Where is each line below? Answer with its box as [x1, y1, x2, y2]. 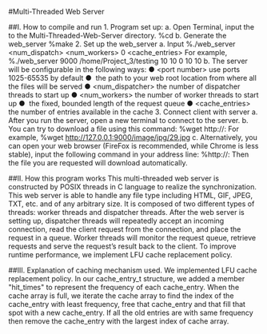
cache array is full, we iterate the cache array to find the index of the [8, 291, 234, 300]
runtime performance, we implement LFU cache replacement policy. [8, 250, 233, 259]
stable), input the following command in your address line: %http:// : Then [8, 149, 249, 159]
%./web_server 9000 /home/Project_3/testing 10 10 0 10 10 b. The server [8, 56, 248, 66]
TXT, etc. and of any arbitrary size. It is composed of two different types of [8, 199, 255, 209]
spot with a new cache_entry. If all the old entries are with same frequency [8, 308, 253, 317]
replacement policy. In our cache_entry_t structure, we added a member [8, 274, 245, 283]
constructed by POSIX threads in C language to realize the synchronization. [8, 182, 257, 191]
